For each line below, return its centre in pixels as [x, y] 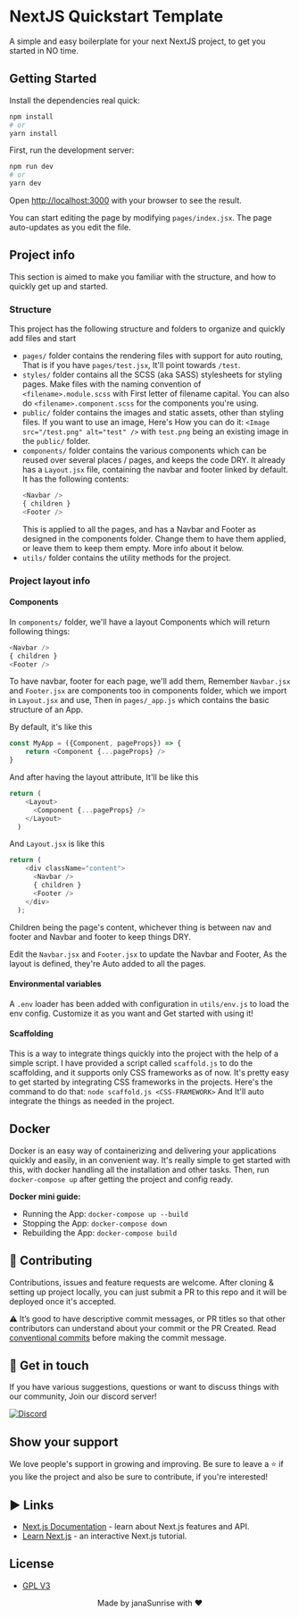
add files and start [43, 339]
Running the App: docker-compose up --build [105, 1213]
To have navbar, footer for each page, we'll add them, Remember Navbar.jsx [150, 682]
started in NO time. [44, 50]
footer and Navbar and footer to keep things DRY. [100, 936]
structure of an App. [46, 710]
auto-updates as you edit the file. [70, 227]
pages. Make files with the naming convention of [112, 384]
